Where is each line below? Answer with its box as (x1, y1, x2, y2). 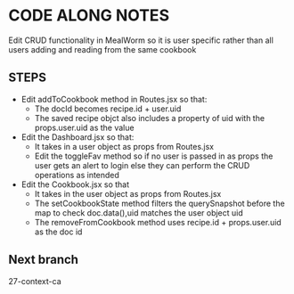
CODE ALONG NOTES (8, 5, 170, 26)
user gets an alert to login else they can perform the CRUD (34, 159, 250, 170)
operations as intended (34, 169, 119, 180)
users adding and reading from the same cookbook (8, 44, 197, 54)
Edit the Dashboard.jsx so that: (20, 131, 135, 143)
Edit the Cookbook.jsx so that (20, 179, 130, 190)
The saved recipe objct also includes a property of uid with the (34, 112, 265, 123)
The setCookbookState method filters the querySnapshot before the (34, 198, 286, 208)
